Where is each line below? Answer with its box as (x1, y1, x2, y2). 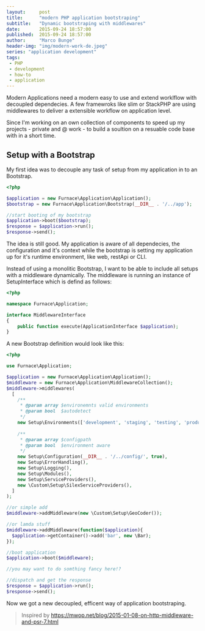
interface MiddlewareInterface (6, 312, 86, 318)
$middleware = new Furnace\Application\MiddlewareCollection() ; (6, 379, 173, 386)
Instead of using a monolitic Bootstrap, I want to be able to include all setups (6, 265, 198, 272)
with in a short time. (6, 132, 56, 140)
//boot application (6, 549, 56, 556)
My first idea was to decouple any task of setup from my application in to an (6, 166, 198, 173)
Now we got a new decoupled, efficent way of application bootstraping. (6, 599, 187, 607)
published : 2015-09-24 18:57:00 (6, 32, 92, 38)
